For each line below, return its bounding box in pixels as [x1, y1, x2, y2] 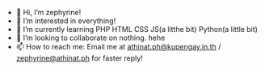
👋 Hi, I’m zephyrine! [15, 8, 82, 17]
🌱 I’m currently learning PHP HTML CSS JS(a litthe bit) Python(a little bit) [15, 25, 259, 34]
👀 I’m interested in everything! [15, 16, 116, 26]
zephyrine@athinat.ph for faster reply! [15, 53, 143, 63]
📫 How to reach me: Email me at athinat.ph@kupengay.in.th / [15, 42, 221, 51]
